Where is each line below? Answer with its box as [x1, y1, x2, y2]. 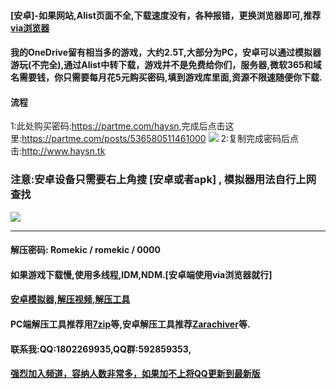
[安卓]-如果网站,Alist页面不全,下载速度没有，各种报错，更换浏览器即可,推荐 [10, 9, 322, 21]
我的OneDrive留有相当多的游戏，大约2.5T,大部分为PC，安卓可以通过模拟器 [10, 46, 322, 59]
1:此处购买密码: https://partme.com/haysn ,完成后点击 [10, 120, 226, 132]
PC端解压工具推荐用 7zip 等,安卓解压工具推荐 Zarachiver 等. [10, 318, 251, 330]
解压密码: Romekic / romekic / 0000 [10, 244, 161, 256]
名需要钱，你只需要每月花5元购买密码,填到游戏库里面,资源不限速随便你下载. [10, 71, 323, 84]
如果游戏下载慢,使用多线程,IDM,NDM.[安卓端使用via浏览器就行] [10, 268, 273, 280]
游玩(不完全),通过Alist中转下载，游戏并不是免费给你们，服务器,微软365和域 [10, 59, 322, 71]
